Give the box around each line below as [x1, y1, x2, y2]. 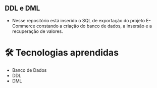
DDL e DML [5, 4, 40, 13]
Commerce [12, 23, 36, 29]
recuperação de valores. [12, 28, 64, 34]
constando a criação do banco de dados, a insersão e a [36, 23, 152, 29]
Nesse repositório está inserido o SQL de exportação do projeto [12, 17, 145, 23]
